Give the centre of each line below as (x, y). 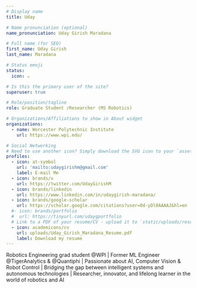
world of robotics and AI (35, 280)
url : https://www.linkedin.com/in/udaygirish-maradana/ (86, 195)
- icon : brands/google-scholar (50, 200)
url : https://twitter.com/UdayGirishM (64, 184)
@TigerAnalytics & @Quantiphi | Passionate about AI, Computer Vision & (94, 261)
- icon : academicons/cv (40, 227)
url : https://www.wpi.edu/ (50, 135)
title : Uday (21, 17)
